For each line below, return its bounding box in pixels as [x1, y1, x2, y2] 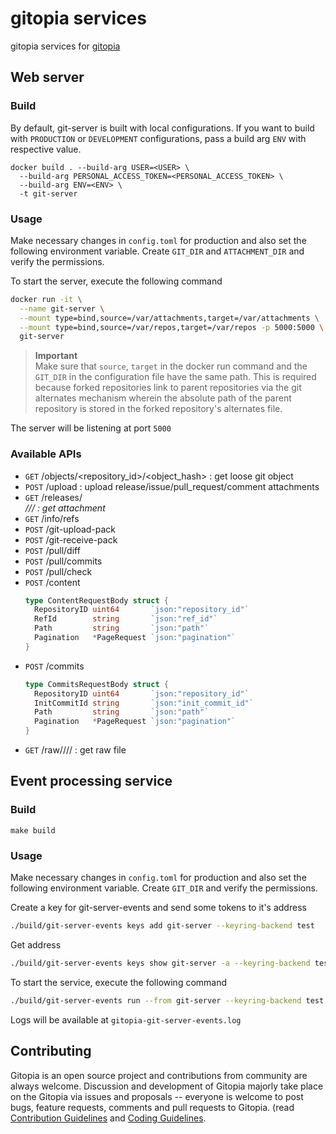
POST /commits [24, 660, 85, 672]
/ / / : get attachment [24, 502, 106, 514]
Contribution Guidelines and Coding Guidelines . [10, 1112, 207, 1124]
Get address [10, 938, 62, 951]
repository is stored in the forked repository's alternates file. [34, 403, 283, 415]
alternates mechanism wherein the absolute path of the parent [34, 392, 292, 404]
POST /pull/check [24, 565, 93, 577]
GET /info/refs [24, 512, 80, 524]
